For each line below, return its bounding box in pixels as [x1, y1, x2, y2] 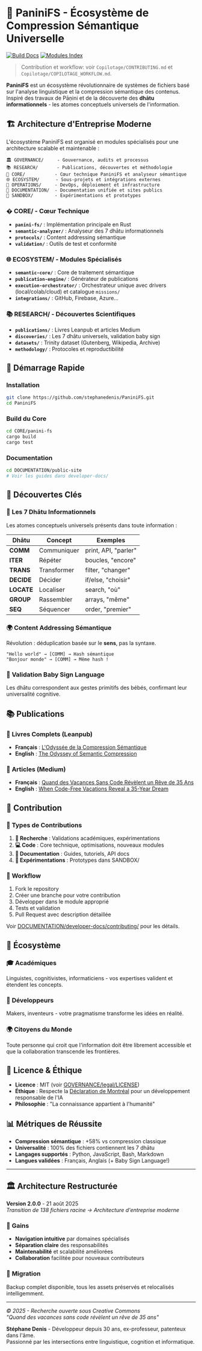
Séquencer [38, 605, 70, 613]
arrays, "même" [85, 595, 130, 603]
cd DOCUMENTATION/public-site [6, 467, 82, 473]
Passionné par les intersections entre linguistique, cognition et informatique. [6, 1338, 195, 1345]
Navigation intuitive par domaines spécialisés [14, 1235, 130, 1242]
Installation [6, 380, 40, 389]
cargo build [6, 434, 36, 440]
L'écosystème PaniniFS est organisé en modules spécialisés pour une [6, 138, 179, 145]
